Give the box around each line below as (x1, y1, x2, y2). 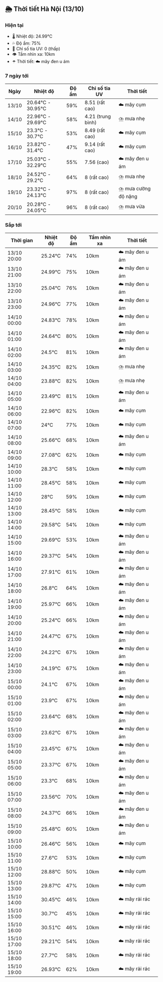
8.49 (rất (84, 127, 105, 133)
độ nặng (118, 193, 137, 200)
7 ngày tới (5, 72, 29, 79)
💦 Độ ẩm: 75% (12, 40, 41, 46)
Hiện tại (5, 22, 24, 29)
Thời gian (10, 237, 33, 244)
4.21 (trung (84, 113, 111, 120)
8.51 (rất (84, 99, 105, 106)
